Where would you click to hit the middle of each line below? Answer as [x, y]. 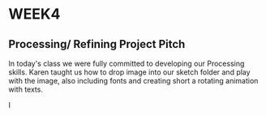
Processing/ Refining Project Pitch [97, 44]
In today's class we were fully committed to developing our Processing [127, 63]
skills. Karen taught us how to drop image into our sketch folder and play [129, 72]
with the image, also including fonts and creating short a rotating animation [133, 81]
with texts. [26, 89]
